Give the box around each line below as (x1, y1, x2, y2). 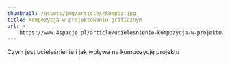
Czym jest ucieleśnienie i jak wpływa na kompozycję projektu (7, 48, 180, 56)
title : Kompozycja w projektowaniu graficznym (7, 16, 142, 23)
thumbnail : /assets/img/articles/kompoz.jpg (7, 10, 136, 17)
